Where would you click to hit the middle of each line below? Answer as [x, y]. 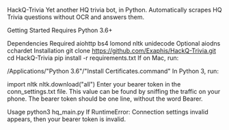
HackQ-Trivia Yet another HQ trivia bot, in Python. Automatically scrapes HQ [114, 10]
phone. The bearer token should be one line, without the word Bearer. [105, 99]
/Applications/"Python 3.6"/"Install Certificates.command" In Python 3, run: [113, 71]
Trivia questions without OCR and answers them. [76, 17]
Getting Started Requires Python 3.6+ [60, 30]
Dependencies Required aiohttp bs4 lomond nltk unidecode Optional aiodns [114, 43]
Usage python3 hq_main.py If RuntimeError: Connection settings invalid [108, 112]
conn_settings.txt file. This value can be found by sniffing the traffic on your [114, 92]
